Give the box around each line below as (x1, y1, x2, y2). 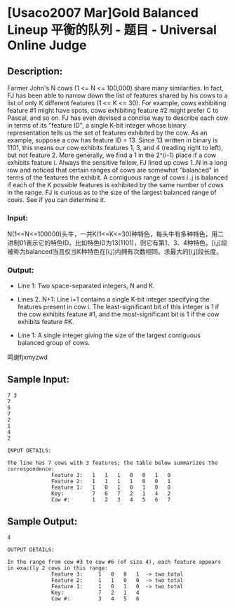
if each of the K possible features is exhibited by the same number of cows (7, 181, 224, 189)
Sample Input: (7, 373, 70, 385)
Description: (7, 65, 63, 77)
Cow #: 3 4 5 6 (51, 595, 140, 602)
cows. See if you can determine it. (7, 196, 106, 204)
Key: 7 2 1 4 (51, 589, 140, 597)
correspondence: (7, 466, 55, 473)
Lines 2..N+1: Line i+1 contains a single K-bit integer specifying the (17, 295, 210, 303)
